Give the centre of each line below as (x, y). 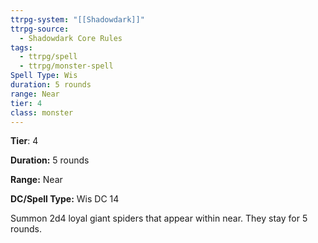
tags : (21, 47)
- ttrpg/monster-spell (66, 66)
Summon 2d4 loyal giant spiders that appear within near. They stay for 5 (159, 218)
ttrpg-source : (40, 29)
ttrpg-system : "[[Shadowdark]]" (77, 19)
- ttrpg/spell (48, 57)
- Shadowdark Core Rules (71, 38)
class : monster (42, 112)
